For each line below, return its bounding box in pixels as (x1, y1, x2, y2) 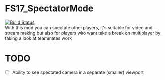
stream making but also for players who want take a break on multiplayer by (5, 30, 161, 36)
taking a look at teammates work (5, 35, 72, 41)
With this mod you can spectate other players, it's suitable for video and (5, 24, 153, 30)
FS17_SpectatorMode (5, 3, 94, 14)
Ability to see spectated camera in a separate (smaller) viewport (12, 69, 144, 75)
